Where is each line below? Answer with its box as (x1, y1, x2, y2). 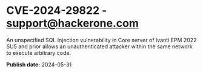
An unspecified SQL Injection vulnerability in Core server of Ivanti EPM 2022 (6, 36, 197, 43)
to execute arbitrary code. (6, 49, 72, 56)
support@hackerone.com (6, 16, 139, 30)
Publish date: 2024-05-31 (6, 61, 72, 68)
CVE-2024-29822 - (6, 4, 107, 17)
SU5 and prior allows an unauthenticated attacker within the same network (6, 43, 193, 50)
